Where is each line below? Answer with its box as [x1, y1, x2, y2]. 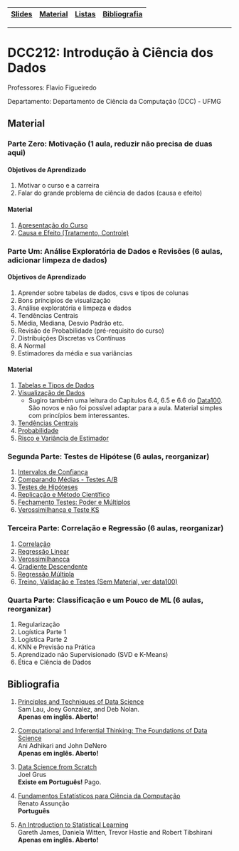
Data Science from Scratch [17, 762, 97, 771]
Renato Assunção [17, 799, 70, 808]
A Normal [17, 341, 46, 350]
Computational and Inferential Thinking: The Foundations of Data [17, 726, 208, 734]
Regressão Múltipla [17, 569, 75, 578]
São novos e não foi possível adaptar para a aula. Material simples [28, 403, 223, 412]
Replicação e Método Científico [17, 491, 110, 499]
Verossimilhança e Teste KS [17, 505, 100, 514]
